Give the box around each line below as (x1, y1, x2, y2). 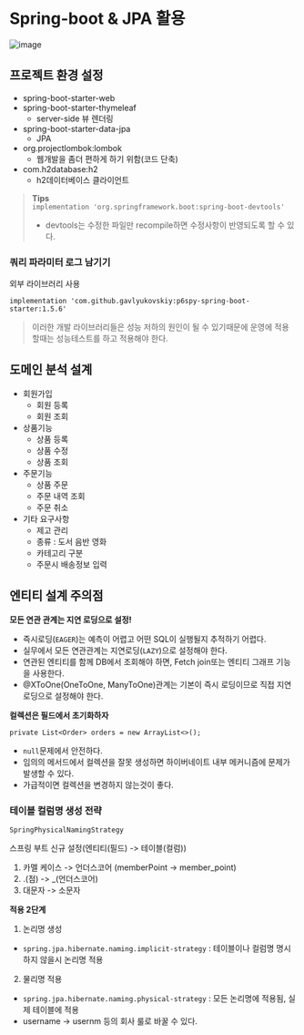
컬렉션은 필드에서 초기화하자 (9, 710, 109, 721)
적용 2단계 (9, 904, 46, 915)
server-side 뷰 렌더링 (35, 113, 114, 124)
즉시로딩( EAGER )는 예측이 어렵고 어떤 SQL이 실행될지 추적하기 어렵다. (22, 633, 267, 644)
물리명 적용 (22, 973, 63, 984)
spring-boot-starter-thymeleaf (22, 102, 137, 113)
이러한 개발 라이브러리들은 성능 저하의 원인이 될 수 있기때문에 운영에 (31, 322, 273, 333)
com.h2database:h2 (22, 163, 98, 174)
